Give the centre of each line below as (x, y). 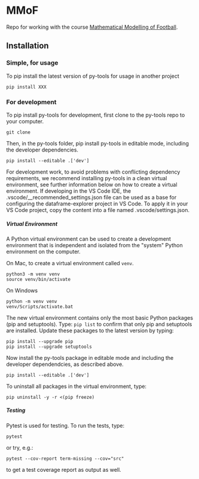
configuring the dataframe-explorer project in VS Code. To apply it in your (97, 204)
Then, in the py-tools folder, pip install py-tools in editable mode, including (98, 143)
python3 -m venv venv (33, 274)
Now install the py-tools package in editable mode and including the (90, 357)
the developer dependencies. (42, 150)
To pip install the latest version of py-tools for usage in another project (93, 76)
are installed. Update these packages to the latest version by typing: (90, 331)
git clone (19, 132)
